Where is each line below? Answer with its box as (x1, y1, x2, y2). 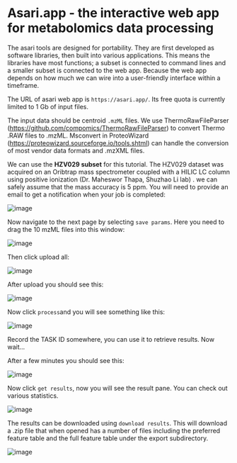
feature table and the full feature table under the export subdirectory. (7, 434, 209, 442)
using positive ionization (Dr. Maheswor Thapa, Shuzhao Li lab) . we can (7, 175, 218, 184)
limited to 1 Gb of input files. (7, 102, 89, 111)
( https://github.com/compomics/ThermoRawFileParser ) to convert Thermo (7, 123, 225, 132)
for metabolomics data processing (7, 20, 214, 36)
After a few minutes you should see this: (7, 356, 125, 364)
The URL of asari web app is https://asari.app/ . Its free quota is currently (7, 94, 226, 104)
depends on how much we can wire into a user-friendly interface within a (7, 73, 221, 82)
